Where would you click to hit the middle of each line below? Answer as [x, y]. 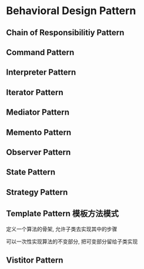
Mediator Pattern [38, 112]
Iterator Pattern [35, 92]
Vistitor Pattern [35, 260]
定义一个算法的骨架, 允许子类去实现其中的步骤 [62, 229]
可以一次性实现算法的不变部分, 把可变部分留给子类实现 [72, 241]
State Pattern [31, 172]
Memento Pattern [39, 132]
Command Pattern [40, 52]
